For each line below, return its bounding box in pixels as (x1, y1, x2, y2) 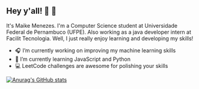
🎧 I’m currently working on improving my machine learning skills (14, 46, 176, 54)
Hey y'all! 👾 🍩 (6, 6, 57, 16)
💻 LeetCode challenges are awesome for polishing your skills (14, 62, 168, 69)
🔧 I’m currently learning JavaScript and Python (14, 55, 131, 63)
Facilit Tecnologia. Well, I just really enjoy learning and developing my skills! (6, 34, 194, 42)
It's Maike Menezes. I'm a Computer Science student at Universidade (6, 22, 178, 29)
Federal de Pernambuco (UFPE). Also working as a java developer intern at (6, 28, 191, 35)
